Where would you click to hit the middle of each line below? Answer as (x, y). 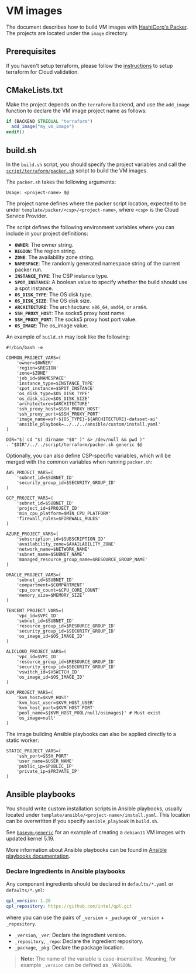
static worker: (23, 740)
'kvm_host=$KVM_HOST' (43, 697)
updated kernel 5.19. (30, 838)
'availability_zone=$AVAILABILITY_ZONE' (66, 544)
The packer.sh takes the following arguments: (61, 182)
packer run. (28, 270)
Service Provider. (27, 216)
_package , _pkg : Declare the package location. (69, 947)
